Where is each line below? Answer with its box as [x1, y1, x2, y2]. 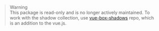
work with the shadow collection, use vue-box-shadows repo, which [9, 15, 154, 20]
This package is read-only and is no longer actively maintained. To [9, 9, 150, 15]
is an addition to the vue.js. [9, 20, 67, 26]
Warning [9, 4, 28, 10]
